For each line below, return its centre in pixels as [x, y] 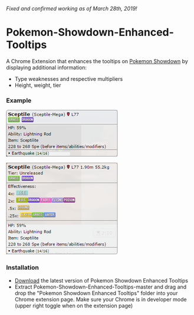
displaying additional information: [47, 67]
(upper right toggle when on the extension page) [74, 306]
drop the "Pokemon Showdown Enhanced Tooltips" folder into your [96, 293]
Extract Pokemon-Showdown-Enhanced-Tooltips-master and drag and [101, 287]
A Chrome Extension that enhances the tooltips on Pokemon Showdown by [97, 61]
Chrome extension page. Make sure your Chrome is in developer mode [101, 299]
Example [19, 100]
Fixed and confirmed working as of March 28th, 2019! [72, 9]
